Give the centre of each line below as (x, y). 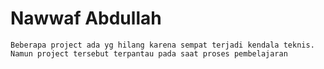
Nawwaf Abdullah (86, 18)
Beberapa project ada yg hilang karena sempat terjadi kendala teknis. (162, 45)
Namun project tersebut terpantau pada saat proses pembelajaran (149, 53)
